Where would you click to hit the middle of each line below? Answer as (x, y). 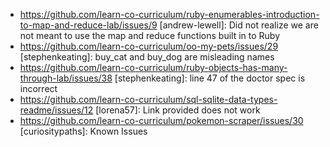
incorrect (38, 88)
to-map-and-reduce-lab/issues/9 (88, 25)
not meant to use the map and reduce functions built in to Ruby (149, 35)
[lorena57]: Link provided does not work (178, 110)
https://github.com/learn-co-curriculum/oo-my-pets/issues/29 (149, 46)
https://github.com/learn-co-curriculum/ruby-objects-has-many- (153, 67)
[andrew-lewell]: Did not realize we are (239, 25)
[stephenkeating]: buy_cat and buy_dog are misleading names (147, 57)
